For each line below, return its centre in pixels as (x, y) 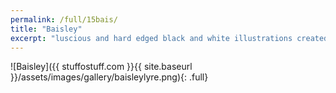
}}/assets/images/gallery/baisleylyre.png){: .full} (109, 77)
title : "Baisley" (46, 29)
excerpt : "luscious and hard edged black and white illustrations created (169, 38)
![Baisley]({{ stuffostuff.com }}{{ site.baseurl (101, 67)
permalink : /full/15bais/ (64, 19)
